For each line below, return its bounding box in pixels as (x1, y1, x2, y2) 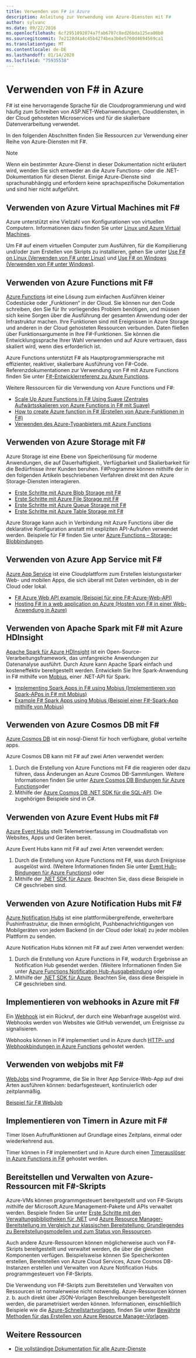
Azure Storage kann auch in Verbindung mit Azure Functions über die (6, 519, 174, 526)
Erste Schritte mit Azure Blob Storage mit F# (14, 489, 121, 496)
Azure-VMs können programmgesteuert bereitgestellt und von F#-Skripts (6, 1197, 183, 1204)
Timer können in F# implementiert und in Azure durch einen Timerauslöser (6, 1149, 186, 1156)
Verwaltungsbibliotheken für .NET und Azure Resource (6, 1215, 138, 1223)
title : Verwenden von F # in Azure (6, 8, 91, 15)
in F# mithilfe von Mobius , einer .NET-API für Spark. (6, 673, 130, 680)
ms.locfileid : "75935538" (6, 57, 69, 63)
